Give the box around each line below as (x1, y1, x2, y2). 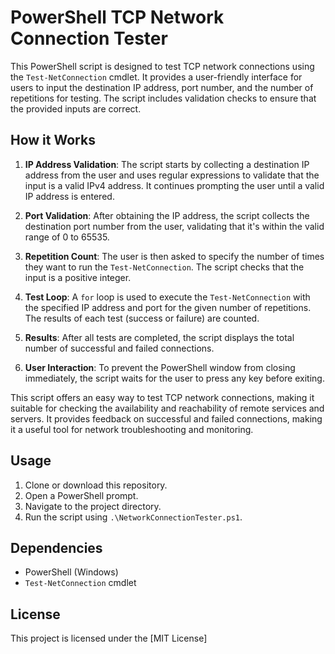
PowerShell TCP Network (10, 6, 225, 29)
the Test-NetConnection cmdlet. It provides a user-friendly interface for (10, 71, 303, 83)
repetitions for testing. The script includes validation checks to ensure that (10, 92, 317, 104)
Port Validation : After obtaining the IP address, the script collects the (24, 209, 310, 221)
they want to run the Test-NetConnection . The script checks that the (24, 261, 305, 273)
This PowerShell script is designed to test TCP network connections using (10, 60, 315, 72)
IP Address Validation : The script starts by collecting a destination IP (24, 158, 310, 170)
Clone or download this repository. (24, 479, 168, 491)
